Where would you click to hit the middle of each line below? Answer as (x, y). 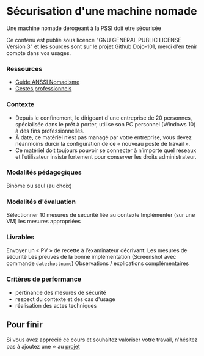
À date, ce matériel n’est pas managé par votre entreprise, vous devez (104, 137)
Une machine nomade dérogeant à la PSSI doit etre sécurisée (84, 28)
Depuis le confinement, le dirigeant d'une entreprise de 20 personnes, (104, 118)
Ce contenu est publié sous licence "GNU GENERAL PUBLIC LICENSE (94, 40)
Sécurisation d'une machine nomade (102, 11)
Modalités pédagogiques (44, 172)
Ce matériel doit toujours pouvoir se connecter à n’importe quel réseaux (106, 150)
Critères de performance (44, 279)
